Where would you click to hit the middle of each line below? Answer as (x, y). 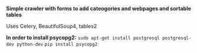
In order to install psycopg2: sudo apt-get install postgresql (83, 37)
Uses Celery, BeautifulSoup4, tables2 (52, 26)
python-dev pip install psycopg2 (57, 44)
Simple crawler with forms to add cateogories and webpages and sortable (99, 9)
